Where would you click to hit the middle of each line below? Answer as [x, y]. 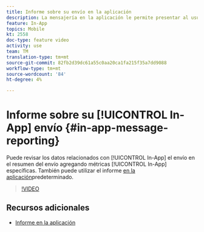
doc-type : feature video [38, 40]
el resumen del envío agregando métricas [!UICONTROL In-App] [87, 164]
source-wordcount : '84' [36, 74]
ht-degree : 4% [24, 80]
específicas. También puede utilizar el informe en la [71, 171]
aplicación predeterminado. [40, 177]
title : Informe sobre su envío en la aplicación [69, 12]
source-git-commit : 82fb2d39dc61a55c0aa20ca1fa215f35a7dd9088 [87, 63]
